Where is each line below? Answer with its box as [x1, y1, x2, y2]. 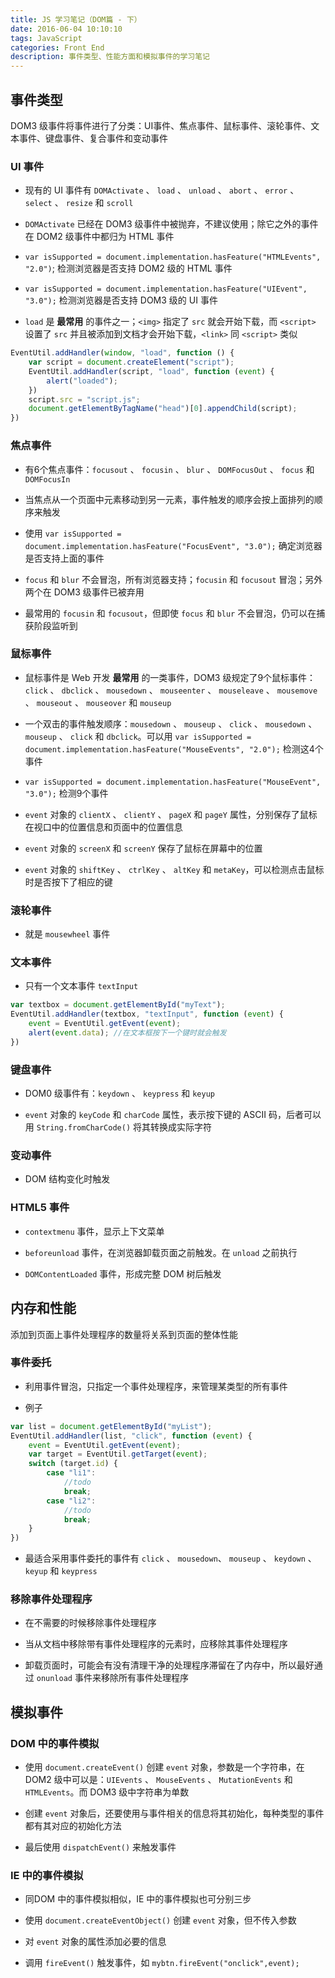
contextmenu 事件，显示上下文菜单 [24, 1225, 165, 1237]
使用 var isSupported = [24, 527, 122, 539]
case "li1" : [46, 1468, 97, 1478]
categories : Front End [10, 42, 105, 53]
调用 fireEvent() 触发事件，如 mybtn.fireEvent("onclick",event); [24, 1957, 300, 1969]
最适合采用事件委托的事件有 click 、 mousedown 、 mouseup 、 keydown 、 [24, 1552, 317, 1565]
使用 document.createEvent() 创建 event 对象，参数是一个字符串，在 [24, 1761, 305, 1773]
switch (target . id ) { [28, 1459, 118, 1469]
